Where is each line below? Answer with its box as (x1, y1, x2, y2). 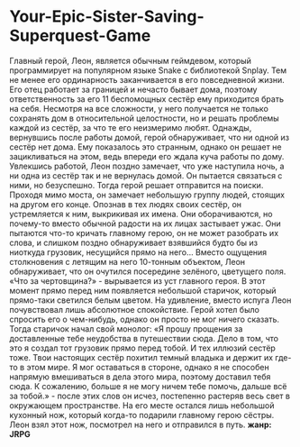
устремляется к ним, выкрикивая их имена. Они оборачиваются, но (9, 208, 273, 219)
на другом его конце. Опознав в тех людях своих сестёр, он (9, 198, 241, 209)
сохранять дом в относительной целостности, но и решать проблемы (9, 113, 279, 123)
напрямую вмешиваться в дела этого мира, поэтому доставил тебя (9, 371, 271, 382)
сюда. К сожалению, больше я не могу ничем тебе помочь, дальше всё (9, 380, 287, 391)
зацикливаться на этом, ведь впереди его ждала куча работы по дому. (9, 151, 285, 161)
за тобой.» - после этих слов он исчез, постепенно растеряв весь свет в (9, 390, 291, 401)
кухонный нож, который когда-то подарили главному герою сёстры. (9, 409, 275, 420)
